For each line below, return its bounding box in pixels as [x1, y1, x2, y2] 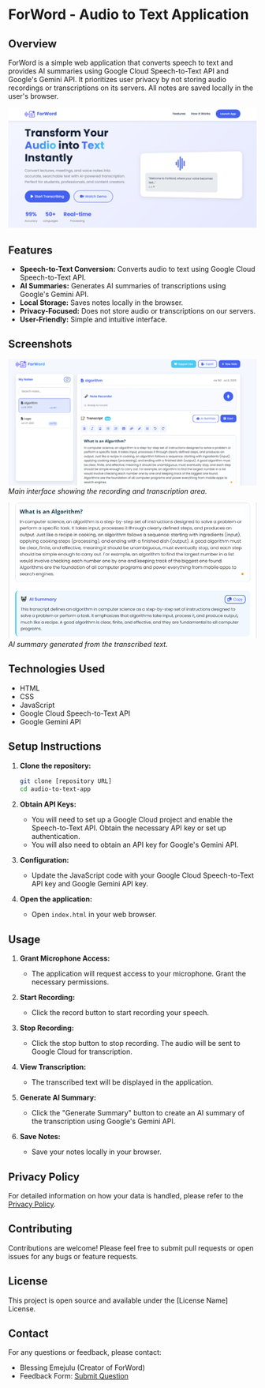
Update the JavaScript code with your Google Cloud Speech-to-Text [31, 871, 255, 880]
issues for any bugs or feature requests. [8, 1251, 138, 1261]
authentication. [31, 832, 80, 841]
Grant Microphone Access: [19, 954, 110, 963]
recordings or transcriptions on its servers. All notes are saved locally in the [8, 83, 254, 92]
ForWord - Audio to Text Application [8, 6, 249, 24]
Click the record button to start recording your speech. [31, 1008, 209, 1017]
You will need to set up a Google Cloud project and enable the [31, 815, 233, 825]
